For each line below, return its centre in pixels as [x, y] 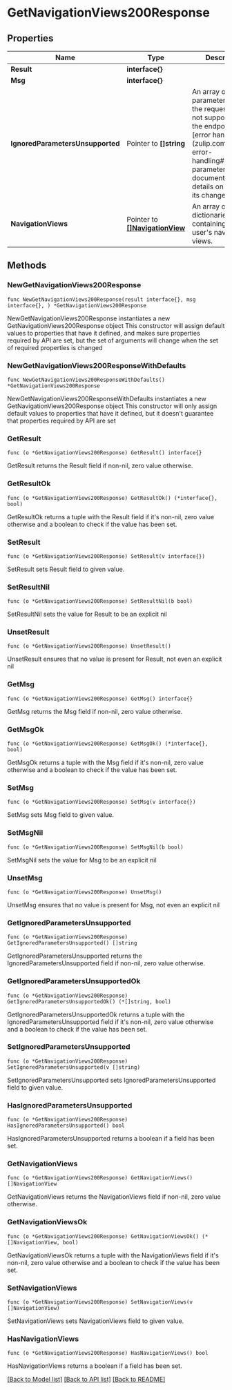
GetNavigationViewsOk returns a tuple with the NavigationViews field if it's [113, 1255]
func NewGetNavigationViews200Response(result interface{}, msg [101, 299]
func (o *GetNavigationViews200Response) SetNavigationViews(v [100, 1302]
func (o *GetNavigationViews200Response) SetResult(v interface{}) [106, 556]
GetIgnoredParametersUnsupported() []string [72, 943]
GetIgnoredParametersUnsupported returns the [75, 956]
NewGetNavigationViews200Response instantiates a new [89, 318]
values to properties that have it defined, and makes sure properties [104, 333]
